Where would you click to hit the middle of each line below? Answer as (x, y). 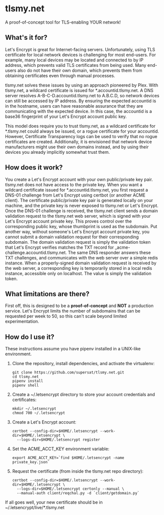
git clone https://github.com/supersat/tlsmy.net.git (68, 372)
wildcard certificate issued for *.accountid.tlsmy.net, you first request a (77, 190)
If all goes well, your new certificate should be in (54, 502)
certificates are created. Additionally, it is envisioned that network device (79, 142)
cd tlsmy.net (25, 377)
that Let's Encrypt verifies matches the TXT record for (59, 247)
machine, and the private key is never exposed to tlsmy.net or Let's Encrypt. (82, 205)
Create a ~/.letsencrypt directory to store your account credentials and (83, 395)
